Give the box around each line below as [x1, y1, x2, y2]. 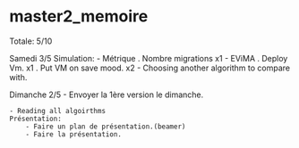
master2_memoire [9, 6, 149, 27]
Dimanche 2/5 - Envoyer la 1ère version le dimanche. [9, 89, 204, 100]
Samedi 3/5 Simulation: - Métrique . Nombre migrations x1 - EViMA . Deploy [9, 53, 288, 63]
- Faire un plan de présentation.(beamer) [25, 122, 186, 131]
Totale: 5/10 [9, 36, 53, 46]
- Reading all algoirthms [9, 106, 106, 115]
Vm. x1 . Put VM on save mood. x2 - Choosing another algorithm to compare [9, 62, 291, 73]
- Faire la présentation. [25, 129, 123, 139]
